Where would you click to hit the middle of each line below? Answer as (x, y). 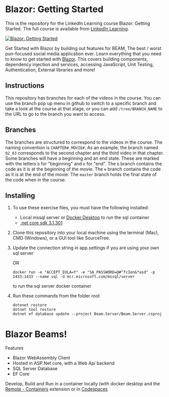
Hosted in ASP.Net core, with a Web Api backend (64, 363)
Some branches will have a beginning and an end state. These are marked (82, 158)
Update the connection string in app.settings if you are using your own (86, 248)
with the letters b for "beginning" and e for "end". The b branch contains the (84, 163)
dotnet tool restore (34, 310)
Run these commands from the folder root (56, 296)
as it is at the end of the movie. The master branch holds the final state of (81, 174)
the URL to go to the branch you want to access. (55, 114)
